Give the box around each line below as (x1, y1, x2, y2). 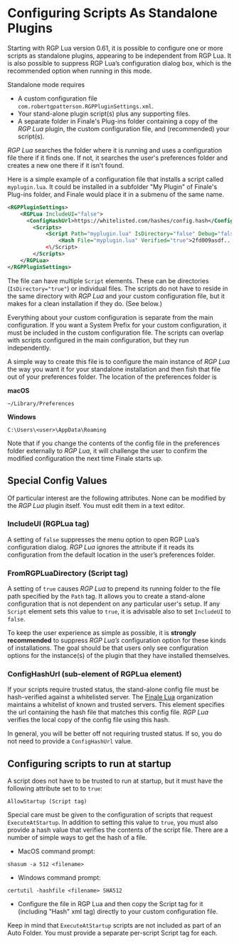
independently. (7, 343, 51, 352)
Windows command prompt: (17, 873, 101, 882)
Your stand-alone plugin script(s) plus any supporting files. (17, 109, 191, 118)
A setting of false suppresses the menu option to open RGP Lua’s (7, 535, 200, 544)
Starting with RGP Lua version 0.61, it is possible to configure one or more (7, 44, 223, 52)
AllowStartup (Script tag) (7, 798, 87, 806)
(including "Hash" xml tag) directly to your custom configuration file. (17, 908, 218, 916)
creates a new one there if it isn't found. (7, 161, 124, 169)
